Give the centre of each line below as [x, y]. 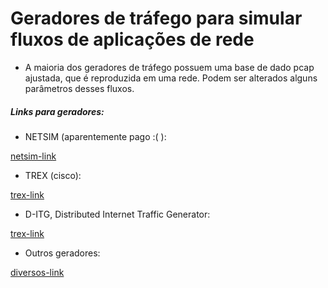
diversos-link [37, 272]
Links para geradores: [57, 111]
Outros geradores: [62, 253]
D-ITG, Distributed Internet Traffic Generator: [117, 214]
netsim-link [33, 156]
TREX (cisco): [53, 175]
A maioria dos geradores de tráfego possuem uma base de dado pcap [169, 67]
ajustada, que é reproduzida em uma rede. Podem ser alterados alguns [171, 78]
